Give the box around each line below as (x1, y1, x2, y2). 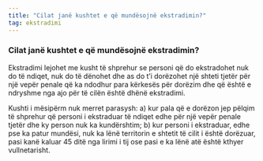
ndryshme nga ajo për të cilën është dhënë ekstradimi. (8, 88, 186, 97)
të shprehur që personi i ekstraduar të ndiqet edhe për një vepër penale (8, 111, 241, 121)
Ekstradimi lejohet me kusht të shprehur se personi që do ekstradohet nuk (8, 62, 249, 72)
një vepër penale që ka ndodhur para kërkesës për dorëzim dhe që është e (8, 80, 252, 89)
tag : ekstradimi (8, 19, 62, 27)
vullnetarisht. (8, 145, 51, 155)
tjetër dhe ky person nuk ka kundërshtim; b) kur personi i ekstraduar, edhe (8, 120, 250, 129)
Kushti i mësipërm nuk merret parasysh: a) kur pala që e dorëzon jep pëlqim (8, 103, 255, 113)
